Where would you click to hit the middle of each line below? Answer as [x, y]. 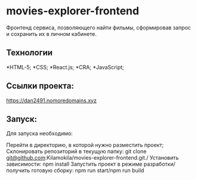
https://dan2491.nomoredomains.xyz [51, 100]
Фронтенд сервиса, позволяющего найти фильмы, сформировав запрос [98, 28]
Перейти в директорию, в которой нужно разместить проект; [85, 145]
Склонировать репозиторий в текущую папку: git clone [76, 151]
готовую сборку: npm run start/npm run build [88, 170]
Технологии [29, 53]
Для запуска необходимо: [39, 133]
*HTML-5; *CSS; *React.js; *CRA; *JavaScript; [65, 67]
